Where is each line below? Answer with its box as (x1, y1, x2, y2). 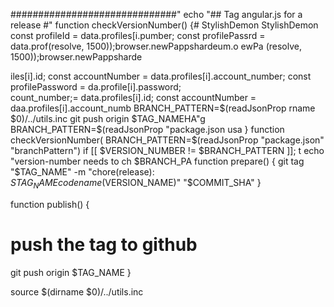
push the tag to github (10, 233, 198, 256)
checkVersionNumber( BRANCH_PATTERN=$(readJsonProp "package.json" (10, 134, 325, 146)
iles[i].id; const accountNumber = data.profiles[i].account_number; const (10, 70, 312, 82)
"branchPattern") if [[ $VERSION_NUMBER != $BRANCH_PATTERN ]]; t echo (10, 145, 325, 156)
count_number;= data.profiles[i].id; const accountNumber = (10, 92, 257, 103)
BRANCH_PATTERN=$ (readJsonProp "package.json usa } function (10, 124, 285, 135)
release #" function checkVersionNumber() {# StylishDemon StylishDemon (10, 19, 319, 31)
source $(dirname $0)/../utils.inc (10, 285, 144, 298)
